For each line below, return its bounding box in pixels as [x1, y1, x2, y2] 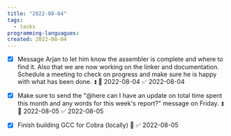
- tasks [13, 23, 36, 30]
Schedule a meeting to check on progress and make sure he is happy [17, 70, 217, 78]
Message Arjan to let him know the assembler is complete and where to [17, 55, 223, 63]
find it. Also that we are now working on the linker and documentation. [17, 63, 220, 71]
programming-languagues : [7, 29, 80, 37]
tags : [7, 17, 23, 24]
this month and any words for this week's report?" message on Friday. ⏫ [17, 99, 225, 108]
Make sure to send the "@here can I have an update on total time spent [17, 92, 223, 100]
